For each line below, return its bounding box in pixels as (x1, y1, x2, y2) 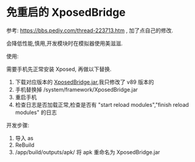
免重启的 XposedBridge (6, 5, 126, 19)
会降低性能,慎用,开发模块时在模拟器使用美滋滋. (6, 39, 123, 47)
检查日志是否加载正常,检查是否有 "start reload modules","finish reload (15, 101, 190, 108)
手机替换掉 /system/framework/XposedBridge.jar (15, 86, 139, 93)
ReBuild (15, 141, 35, 149)
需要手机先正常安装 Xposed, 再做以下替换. (6, 65, 112, 73)
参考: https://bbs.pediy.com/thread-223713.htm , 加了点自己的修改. (6, 27, 174, 34)
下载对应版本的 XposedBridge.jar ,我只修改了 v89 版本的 (15, 78, 154, 86)
